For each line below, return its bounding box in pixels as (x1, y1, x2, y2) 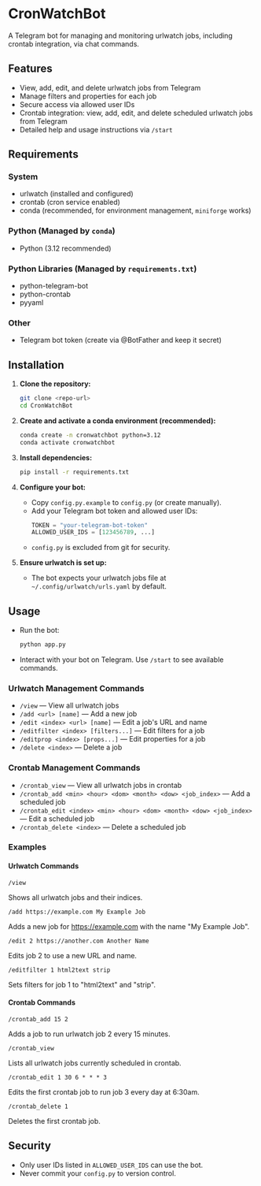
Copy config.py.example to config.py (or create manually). (31, 497, 222, 507)
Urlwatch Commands (8, 861, 79, 871)
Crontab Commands (8, 998, 76, 1007)
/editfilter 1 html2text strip (8, 966, 111, 974)
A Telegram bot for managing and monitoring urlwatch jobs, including (8, 31, 233, 40)
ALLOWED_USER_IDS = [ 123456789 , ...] (31, 529, 156, 537)
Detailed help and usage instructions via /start (19, 125, 173, 134)
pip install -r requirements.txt (19, 468, 130, 476)
